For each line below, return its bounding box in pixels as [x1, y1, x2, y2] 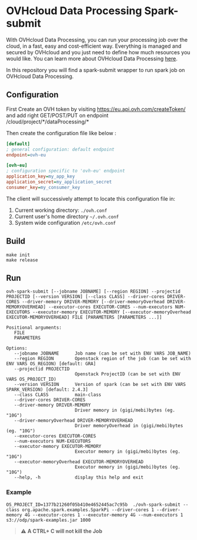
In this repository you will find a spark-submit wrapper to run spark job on [6, 66, 185, 73]
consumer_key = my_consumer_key [6, 184, 81, 190]
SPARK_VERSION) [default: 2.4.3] [6, 387, 88, 393]
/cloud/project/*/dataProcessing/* [6, 118, 90, 125]
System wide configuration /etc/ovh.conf [14, 219, 116, 226]
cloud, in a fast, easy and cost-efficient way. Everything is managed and [6, 42, 182, 50]
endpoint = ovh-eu [6, 152, 46, 158]
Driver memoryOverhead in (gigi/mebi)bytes [74, 423, 183, 429]
